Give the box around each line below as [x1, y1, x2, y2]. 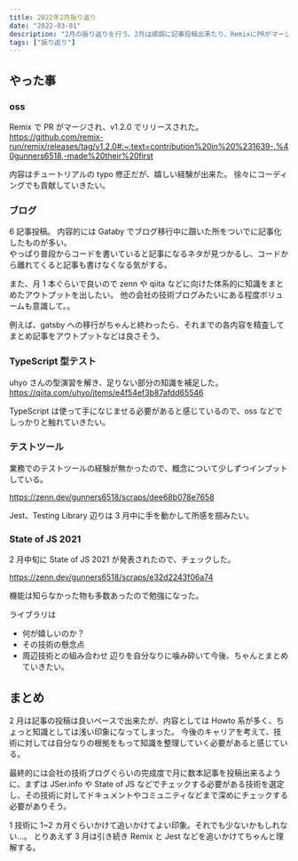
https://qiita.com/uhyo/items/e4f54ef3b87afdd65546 [9, 387, 204, 398]
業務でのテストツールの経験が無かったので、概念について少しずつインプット [9, 463, 288, 473]
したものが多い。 [9, 237, 72, 248]
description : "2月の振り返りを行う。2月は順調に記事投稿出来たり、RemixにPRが [9, 29, 272, 38]
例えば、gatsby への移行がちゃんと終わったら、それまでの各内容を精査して [9, 319, 285, 330]
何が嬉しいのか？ [21, 628, 85, 639]
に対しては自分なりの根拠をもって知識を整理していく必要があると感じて [16, 737, 281, 748]
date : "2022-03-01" [9, 21, 82, 30]
